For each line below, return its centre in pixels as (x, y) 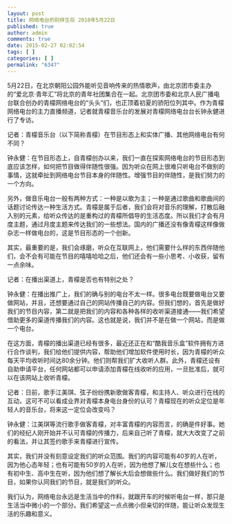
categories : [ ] (30, 59)
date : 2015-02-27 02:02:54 (46, 46)
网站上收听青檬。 (49, 377)
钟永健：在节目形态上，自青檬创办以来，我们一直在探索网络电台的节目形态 (113, 158)
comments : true (29, 39)
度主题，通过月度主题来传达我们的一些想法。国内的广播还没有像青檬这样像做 (116, 224)
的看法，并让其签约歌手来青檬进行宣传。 (65, 441)
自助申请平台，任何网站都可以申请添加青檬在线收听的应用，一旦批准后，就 (113, 369)
